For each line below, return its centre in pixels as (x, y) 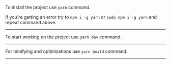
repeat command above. (31, 22)
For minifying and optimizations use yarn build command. (66, 51)
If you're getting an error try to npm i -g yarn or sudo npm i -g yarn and (81, 17)
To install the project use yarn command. (48, 7)
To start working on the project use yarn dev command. (64, 37)
